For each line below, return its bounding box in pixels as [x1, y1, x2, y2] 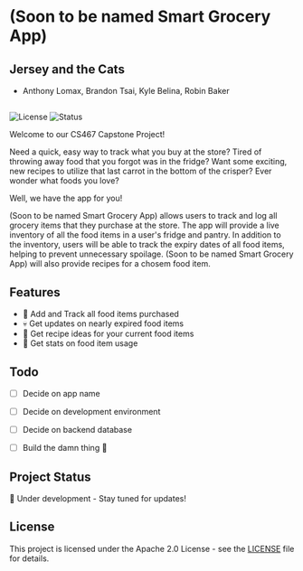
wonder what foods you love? [9, 175, 120, 186]
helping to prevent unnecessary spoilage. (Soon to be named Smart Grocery [9, 248, 294, 259]
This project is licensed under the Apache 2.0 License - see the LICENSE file [9, 543, 295, 554]
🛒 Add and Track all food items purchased [22, 309, 179, 320]
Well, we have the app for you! [9, 192, 123, 204]
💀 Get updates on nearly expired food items [22, 318, 184, 329]
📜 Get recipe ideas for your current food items [22, 328, 194, 340]
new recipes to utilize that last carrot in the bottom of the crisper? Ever [9, 165, 272, 177]
